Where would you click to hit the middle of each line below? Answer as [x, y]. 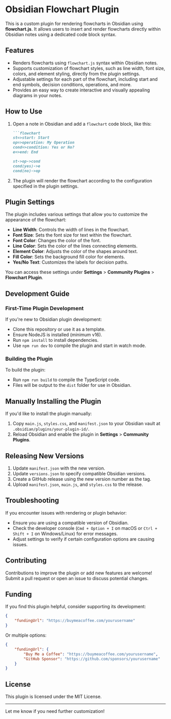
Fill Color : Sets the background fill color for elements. [69, 257]
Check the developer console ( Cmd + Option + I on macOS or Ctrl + [85, 528]
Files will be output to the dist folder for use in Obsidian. [72, 385]
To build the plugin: [25, 370]
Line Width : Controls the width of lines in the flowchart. [71, 230]
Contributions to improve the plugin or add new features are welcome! [79, 573]
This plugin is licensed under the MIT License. [53, 697]
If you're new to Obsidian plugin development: [54, 319]
